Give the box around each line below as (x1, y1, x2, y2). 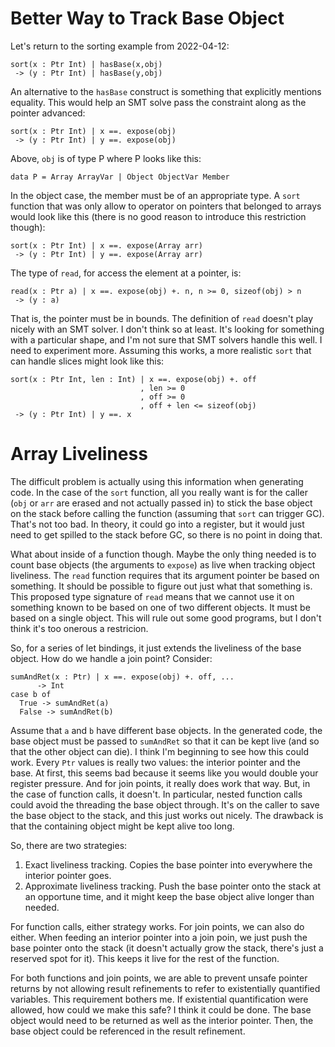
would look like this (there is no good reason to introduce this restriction (10, 210, 307, 222)
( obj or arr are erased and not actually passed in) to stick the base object (10, 497, 313, 509)
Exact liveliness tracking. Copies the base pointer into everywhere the (24, 858, 313, 871)
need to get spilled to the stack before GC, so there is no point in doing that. (10, 528, 323, 541)
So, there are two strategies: (10, 839, 128, 851)
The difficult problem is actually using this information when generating (10, 475, 304, 487)
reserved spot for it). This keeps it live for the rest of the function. (10, 952, 280, 964)
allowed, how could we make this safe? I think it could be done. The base (10, 1003, 312, 1016)
